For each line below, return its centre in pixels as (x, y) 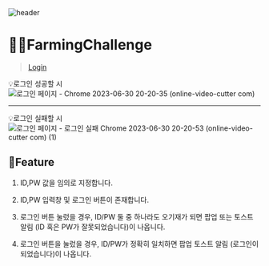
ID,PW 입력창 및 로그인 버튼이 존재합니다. (84, 199)
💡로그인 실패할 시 (35, 118)
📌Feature (31, 162)
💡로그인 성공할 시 (35, 83)
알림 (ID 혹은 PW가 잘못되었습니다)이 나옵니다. (92, 227)
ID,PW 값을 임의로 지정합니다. (66, 183)
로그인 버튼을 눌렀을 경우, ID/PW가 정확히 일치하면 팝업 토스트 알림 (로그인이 (139, 244)
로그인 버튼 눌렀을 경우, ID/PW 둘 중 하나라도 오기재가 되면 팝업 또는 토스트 (137, 216)
